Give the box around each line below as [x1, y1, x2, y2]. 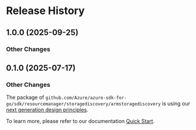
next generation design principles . [6, 107, 89, 114]
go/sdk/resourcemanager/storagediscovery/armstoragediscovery [6, 101, 161, 107]
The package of [6, 94, 44, 101]
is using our [161, 100, 190, 107]
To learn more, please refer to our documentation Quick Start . [6, 118, 155, 125]
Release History [6, 4, 85, 18]
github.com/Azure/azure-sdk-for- [45, 95, 127, 101]
